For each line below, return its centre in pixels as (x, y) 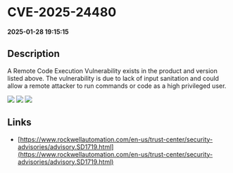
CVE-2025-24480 (62, 12)
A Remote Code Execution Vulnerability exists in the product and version (113, 70)
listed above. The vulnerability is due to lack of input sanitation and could (113, 78)
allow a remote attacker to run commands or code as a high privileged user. (117, 86)
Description (33, 54)
